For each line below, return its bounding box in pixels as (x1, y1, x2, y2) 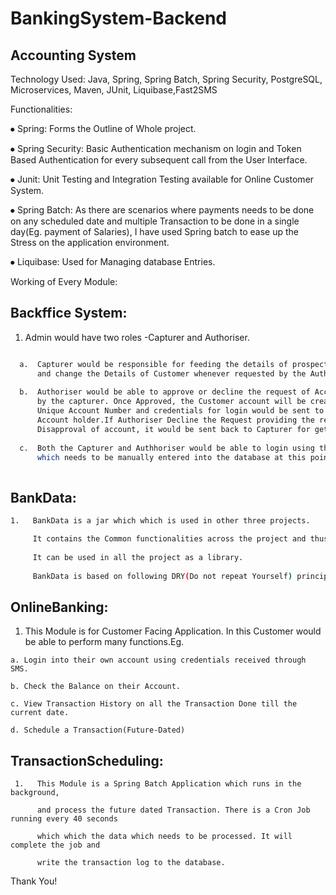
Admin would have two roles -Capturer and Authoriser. (24, 331, 250, 343)
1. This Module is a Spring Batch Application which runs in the (14, 779, 302, 789)
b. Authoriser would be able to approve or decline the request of (19, 387, 311, 397)
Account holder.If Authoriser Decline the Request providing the (36, 415, 315, 426)
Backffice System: (10, 305, 128, 322)
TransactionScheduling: (10, 752, 164, 769)
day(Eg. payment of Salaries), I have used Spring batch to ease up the (10, 226, 299, 237)
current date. (10, 708, 70, 718)
